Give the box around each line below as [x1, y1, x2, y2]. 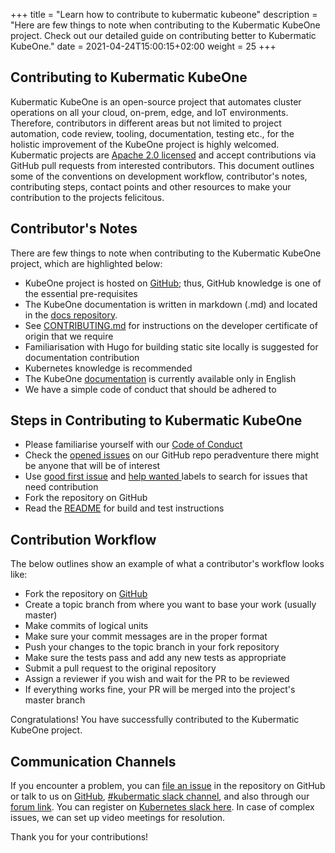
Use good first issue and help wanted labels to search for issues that [24, 470, 308, 483]
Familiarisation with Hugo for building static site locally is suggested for [24, 340, 319, 353]
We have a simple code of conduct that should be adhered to [24, 383, 277, 395]
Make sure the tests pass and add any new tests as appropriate [24, 652, 287, 664]
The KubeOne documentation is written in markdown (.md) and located [24, 298, 318, 310]
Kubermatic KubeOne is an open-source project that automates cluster [10, 95, 302, 108]
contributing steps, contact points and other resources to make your [10, 180, 292, 193]
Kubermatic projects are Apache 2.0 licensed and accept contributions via [10, 149, 317, 161]
